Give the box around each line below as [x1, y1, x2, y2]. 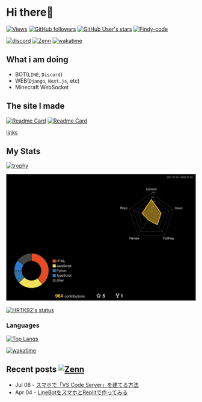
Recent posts [6, 365, 57, 375]
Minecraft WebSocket [14, 83, 69, 91]
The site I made [6, 101, 65, 111]
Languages [6, 321, 40, 330]
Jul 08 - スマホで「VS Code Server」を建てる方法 [14, 381, 139, 388]
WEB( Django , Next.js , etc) [14, 77, 80, 84]
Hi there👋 [6, 5, 54, 19]
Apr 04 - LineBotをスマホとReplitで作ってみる [14, 389, 128, 396]
